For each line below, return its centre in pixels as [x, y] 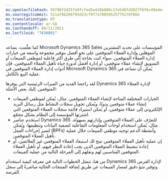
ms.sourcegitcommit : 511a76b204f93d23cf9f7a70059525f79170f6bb [73, 14]
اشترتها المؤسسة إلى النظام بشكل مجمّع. [51, 114]
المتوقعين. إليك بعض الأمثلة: [31, 89]
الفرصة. [13, 172]
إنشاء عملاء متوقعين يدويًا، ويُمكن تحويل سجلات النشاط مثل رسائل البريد [80, 104]
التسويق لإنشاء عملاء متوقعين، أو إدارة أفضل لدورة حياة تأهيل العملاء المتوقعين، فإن [83, 63]
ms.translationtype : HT [30, 19]
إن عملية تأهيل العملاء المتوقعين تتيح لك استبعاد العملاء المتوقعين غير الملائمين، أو [87, 141]
